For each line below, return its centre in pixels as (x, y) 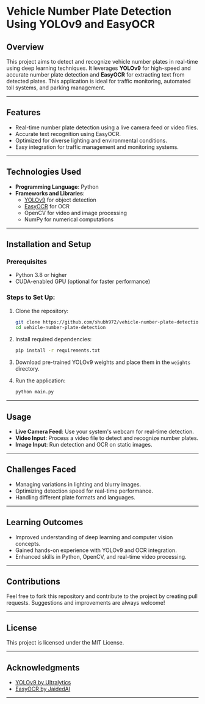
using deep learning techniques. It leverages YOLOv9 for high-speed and (99, 68)
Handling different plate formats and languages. (75, 497)
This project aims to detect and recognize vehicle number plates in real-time (102, 62)
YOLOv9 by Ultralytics (43, 682)
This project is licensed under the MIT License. (65, 643)
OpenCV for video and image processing (75, 213)
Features (23, 112)
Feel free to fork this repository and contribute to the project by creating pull (102, 596)
